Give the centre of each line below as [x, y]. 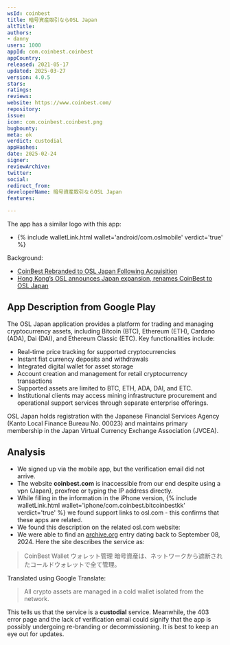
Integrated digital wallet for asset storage [75, 366]
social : [18, 179]
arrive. [26, 476]
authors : [20, 33]
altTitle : [21, 26]
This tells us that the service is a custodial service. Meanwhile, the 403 [108, 612]
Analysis [26, 453]
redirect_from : [29, 186]
